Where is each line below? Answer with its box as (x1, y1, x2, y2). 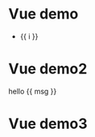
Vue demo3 (8, 114, 88, 133)
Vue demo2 (8, 60, 88, 78)
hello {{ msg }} (8, 86, 57, 96)
